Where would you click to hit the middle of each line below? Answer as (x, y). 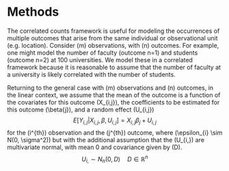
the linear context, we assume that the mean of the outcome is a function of (114, 95)
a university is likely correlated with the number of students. (91, 74)
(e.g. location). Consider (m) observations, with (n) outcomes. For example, (113, 45)
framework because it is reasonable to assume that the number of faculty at (114, 67)
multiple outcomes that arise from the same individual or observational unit (112, 38)
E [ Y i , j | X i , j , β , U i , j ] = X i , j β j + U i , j (115, 121)
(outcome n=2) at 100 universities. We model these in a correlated (100, 60)
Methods (33, 12)
